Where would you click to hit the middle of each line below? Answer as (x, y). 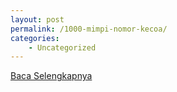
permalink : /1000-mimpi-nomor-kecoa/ (89, 29)
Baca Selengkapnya (51, 76)
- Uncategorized (62, 47)
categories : (35, 38)
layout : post (37, 19)
